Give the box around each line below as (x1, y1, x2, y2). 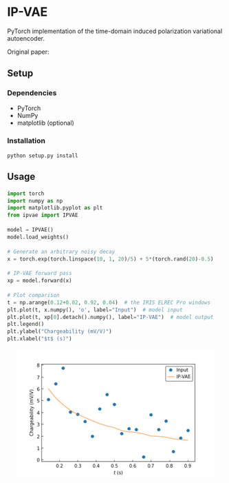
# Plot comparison (7, 291, 60, 298)
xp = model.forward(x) (7, 277, 72, 285)
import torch (7, 190, 45, 197)
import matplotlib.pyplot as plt (7, 205, 103, 212)
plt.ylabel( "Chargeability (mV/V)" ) (7, 328, 112, 335)
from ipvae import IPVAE (7, 212, 78, 219)
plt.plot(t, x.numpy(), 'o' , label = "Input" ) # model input (7, 306, 184, 314)
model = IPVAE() (7, 227, 54, 234)
